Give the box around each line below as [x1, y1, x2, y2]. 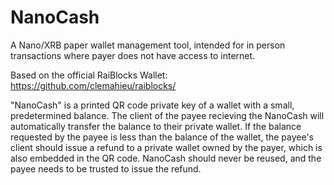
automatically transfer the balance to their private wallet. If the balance [10, 120, 302, 132]
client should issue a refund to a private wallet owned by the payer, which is [10, 141, 323, 153]
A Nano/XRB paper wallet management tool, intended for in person [10, 39, 286, 51]
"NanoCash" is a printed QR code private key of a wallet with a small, [10, 99, 295, 111]
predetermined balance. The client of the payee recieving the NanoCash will [10, 109, 325, 121]
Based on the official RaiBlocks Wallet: [10, 69, 168, 81]
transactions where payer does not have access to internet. [10, 49, 256, 61]
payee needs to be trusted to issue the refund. [10, 162, 202, 175]
